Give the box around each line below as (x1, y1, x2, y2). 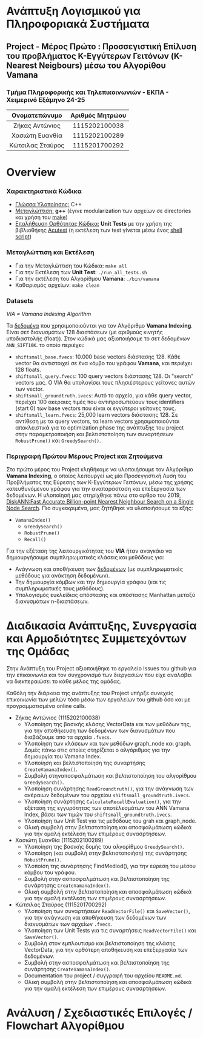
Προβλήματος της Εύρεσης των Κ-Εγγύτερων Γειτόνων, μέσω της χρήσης (6, 479, 194, 486)
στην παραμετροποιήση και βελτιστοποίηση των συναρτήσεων (15, 430, 174, 437)
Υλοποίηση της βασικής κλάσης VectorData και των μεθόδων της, (24, 721, 191, 728)
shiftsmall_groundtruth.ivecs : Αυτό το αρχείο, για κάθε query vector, (15, 391, 192, 399)
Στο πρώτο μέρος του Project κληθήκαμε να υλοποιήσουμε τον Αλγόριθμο (6, 466, 193, 473)
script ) (15, 233, 32, 240)
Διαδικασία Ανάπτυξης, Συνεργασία (6, 619, 197, 633)
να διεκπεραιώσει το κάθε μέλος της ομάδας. (6, 678, 122, 685)
